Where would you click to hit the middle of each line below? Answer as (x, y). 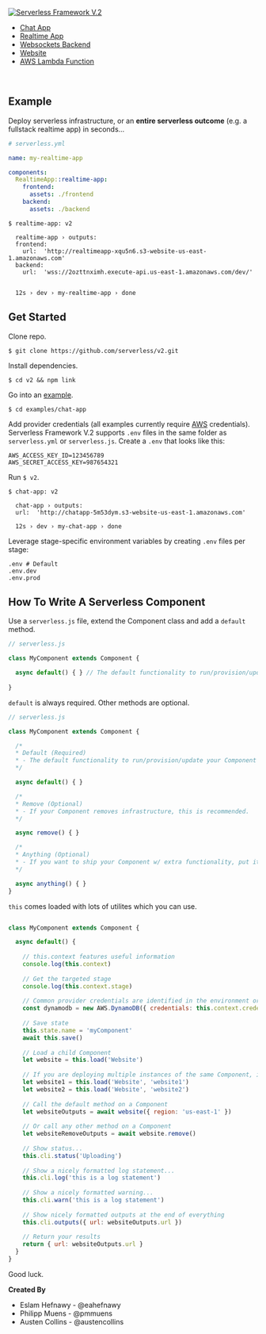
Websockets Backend (55, 44)
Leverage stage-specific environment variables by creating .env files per (127, 541)
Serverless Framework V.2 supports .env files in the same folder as (118, 432)
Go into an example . (41, 395)
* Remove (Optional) (49, 804)
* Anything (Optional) (53, 855)
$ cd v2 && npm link (42, 380)
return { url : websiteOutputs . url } (83, 1244)
